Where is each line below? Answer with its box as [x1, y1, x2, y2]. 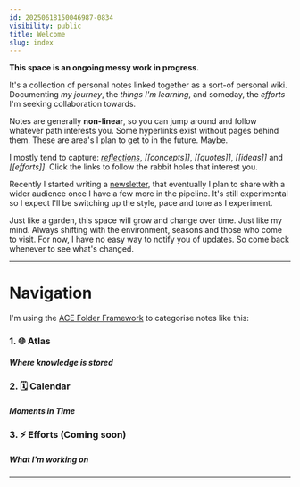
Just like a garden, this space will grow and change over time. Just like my [9, 215, 283, 226]
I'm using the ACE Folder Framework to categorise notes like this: [9, 313, 250, 324]
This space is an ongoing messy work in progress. [9, 62, 200, 73]
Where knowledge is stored [9, 357, 113, 367]
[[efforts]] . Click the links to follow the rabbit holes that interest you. [9, 161, 259, 172]
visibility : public [9, 21, 82, 30]
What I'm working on [9, 454, 89, 465]
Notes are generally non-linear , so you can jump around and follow [9, 116, 257, 127]
